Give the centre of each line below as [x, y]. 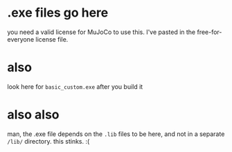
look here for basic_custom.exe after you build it [75, 86]
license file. [52, 39]
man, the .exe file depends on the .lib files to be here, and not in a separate [116, 134]
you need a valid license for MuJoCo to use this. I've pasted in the [101, 32]
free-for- [209, 32]
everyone [21, 39]
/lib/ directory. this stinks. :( [48, 141]
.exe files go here [58, 13]
